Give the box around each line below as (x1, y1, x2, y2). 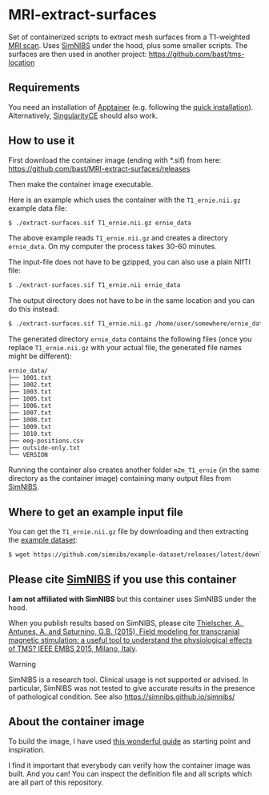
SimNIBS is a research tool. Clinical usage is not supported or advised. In (8, 675, 249, 684)
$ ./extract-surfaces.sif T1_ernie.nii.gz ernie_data (8, 219, 192, 227)
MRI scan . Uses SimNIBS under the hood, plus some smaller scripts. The (8, 40, 248, 50)
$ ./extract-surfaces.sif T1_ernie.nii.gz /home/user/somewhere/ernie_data (8, 320, 267, 328)
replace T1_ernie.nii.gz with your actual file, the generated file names (8, 343, 242, 353)
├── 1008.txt (8, 416, 52, 424)
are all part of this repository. (8, 777, 104, 787)
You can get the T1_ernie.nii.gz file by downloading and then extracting (8, 527, 250, 536)
